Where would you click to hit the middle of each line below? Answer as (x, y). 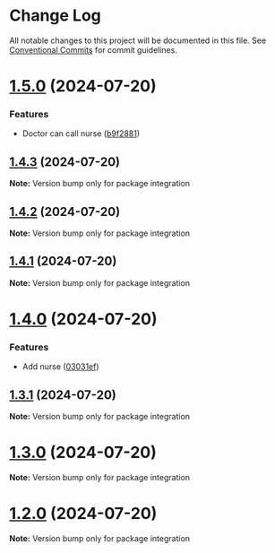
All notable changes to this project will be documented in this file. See (138, 40)
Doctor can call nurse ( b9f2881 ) (81, 134)
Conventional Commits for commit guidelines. (93, 49)
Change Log (55, 16)
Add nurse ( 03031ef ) (61, 367)
